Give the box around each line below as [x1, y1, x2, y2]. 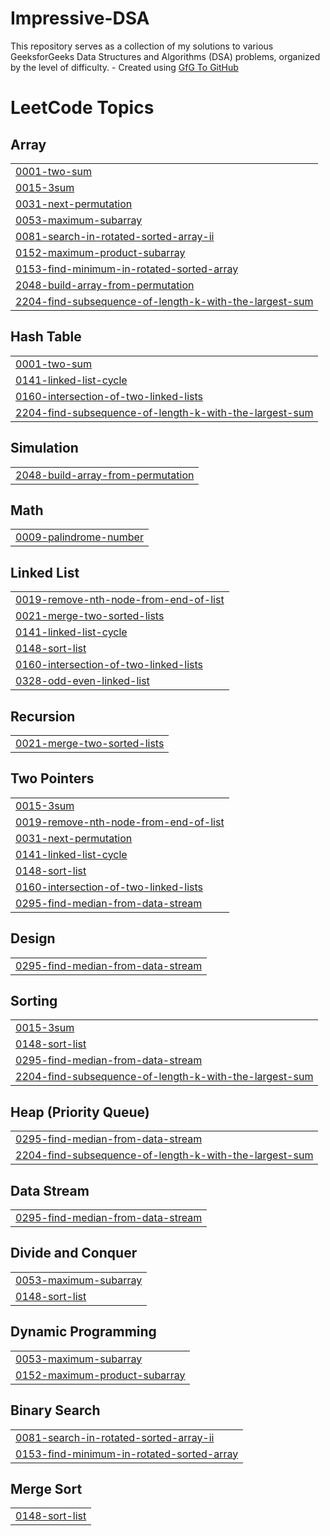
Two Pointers [10, 770, 95, 787]
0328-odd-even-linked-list [15, 674, 150, 688]
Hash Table [10, 328, 82, 346]
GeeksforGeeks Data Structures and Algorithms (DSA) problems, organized [10, 50, 321, 62]
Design [10, 930, 56, 947]
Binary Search [10, 1402, 101, 1419]
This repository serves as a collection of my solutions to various [10, 40, 274, 52]
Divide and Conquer [10, 1245, 138, 1262]
